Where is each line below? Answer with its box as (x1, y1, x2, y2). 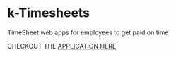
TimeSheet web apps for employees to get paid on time (7, 28, 169, 37)
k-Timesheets (7, 5, 90, 21)
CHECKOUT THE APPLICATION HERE (7, 42, 117, 50)
